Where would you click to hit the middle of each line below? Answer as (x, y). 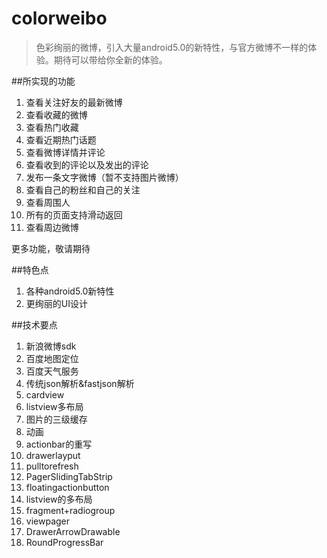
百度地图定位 (52, 358)
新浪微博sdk (51, 346)
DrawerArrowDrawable (73, 531)
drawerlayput (53, 455)
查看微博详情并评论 (65, 152)
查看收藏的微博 (56, 114)
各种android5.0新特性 (70, 291)
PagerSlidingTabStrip (69, 476)
